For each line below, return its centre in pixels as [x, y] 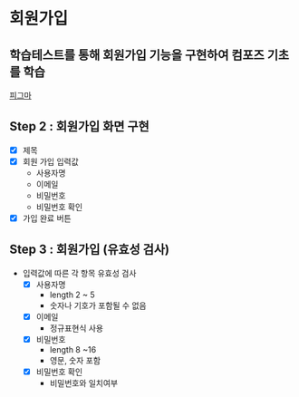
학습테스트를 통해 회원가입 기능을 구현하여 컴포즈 [137, 55]
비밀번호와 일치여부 [84, 383]
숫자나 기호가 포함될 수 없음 [98, 305]
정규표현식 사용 [77, 328]
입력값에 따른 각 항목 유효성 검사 [79, 273]
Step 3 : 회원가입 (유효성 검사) [90, 250]
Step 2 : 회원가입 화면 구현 [79, 126]
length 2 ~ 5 [72, 295]
